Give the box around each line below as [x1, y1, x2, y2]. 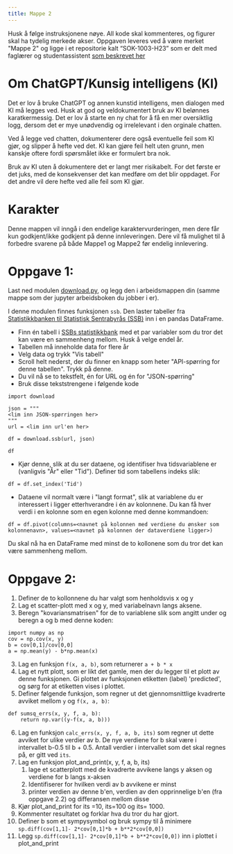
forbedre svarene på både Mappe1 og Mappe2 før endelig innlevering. [8, 239, 209, 247]
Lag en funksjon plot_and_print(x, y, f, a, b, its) [17, 758, 150, 767]
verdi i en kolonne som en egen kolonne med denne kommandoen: [17, 508, 209, 516]
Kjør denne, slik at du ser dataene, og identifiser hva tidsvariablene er [17, 460, 217, 469]
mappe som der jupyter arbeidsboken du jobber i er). [8, 294, 159, 302]
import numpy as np [8, 630, 64, 637]
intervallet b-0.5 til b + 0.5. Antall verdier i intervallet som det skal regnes [17, 744, 226, 752]
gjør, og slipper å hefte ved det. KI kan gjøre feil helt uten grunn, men [8, 142, 205, 150]
